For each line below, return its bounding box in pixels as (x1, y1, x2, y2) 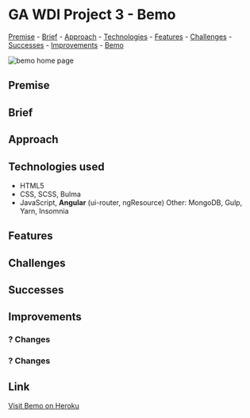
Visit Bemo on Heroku (8, 401, 79, 411)
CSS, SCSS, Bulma (19, 189, 82, 199)
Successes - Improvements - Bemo (8, 40, 125, 49)
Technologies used (8, 160, 105, 173)
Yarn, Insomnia (19, 206, 69, 215)
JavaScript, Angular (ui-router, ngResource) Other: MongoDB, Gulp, (19, 197, 243, 207)
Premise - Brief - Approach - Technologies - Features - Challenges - (8, 32, 233, 41)
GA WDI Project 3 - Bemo (8, 6, 176, 24)
